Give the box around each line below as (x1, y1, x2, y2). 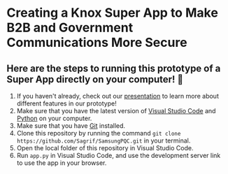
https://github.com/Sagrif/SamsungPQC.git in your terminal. (16, 136, 191, 145)
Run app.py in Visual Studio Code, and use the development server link (16, 152, 221, 159)
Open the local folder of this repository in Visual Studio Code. (16, 144, 194, 152)
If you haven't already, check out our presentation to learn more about (16, 92, 220, 100)
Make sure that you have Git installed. (16, 122, 126, 130)
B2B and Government (6, 20, 134, 36)
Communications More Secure (6, 35, 187, 50)
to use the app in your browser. (16, 159, 107, 167)
